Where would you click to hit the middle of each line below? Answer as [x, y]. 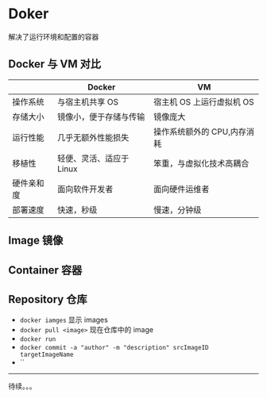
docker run [38, 339]
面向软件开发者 [85, 189]
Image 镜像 [36, 241]
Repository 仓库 [48, 299]
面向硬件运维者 [182, 189]
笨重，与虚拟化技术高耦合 [201, 163]
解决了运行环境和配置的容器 [54, 36]
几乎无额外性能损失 [93, 137]
